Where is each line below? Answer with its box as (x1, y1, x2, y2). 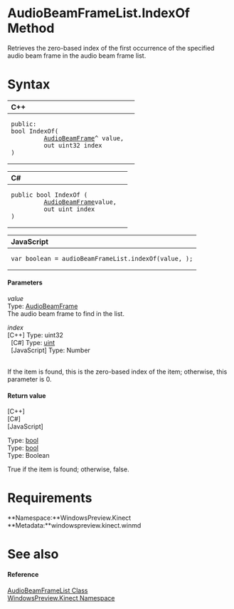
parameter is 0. (7, 375, 52, 384)
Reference (7, 570, 39, 578)
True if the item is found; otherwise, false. (7, 465, 129, 474)
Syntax (7, 76, 50, 93)
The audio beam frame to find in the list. (7, 309, 124, 318)
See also (7, 546, 59, 563)
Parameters (7, 278, 43, 287)
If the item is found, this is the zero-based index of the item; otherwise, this (7, 367, 228, 376)
